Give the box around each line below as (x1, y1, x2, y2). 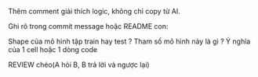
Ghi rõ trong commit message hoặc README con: (8, 22, 169, 30)
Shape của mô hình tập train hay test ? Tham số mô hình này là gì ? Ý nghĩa (8, 37, 251, 46)
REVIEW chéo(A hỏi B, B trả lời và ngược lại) (8, 60, 151, 69)
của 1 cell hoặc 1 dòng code (8, 45, 98, 54)
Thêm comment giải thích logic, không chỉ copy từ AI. (8, 7, 180, 16)
